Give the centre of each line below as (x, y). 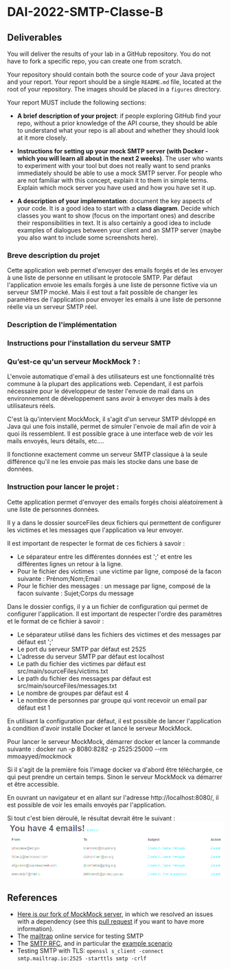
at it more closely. (42, 138)
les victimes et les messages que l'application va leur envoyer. (95, 530)
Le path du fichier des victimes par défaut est (81, 663)
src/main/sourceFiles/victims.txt (62, 671)
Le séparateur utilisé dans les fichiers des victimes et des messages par (119, 635)
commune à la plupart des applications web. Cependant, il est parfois (105, 384)
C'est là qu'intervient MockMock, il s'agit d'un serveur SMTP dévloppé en (112, 419)
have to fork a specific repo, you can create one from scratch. (95, 61)
